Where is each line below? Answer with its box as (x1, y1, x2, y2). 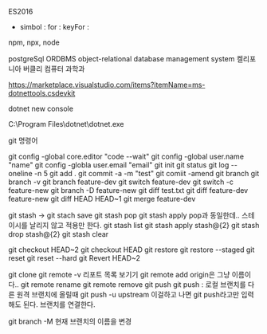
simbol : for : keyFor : (19, 22, 89, 31)
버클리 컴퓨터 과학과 (22, 64, 85, 73)
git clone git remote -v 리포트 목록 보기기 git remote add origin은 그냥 (8, 270, 230, 279)
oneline (8, 169, 33, 178)
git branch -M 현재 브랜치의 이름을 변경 (8, 316, 132, 326)
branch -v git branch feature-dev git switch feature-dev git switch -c (8, 177, 234, 187)
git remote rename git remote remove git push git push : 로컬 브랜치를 (20, 280, 246, 289)
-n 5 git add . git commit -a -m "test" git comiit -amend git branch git (33, 169, 260, 178)
